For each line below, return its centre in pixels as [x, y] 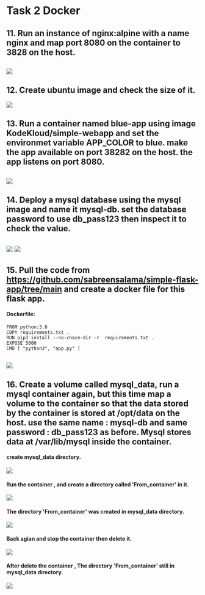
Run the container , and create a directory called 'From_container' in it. [98, 484]
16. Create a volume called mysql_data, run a [93, 384]
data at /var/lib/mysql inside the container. [89, 442]
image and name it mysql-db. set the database [96, 209]
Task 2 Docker [43, 11]
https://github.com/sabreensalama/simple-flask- [103, 279]
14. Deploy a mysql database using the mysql [94, 200]
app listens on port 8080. [56, 162]
